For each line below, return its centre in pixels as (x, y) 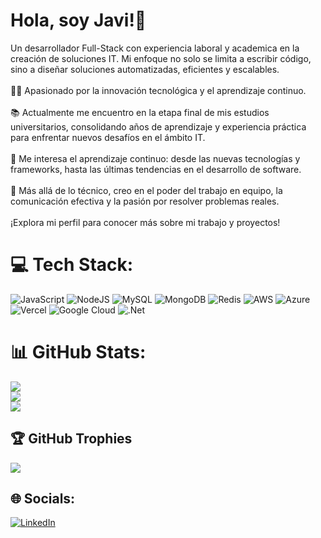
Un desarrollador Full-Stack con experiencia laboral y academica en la (155, 48)
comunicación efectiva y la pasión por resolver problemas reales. (145, 201)
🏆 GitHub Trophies (71, 439)
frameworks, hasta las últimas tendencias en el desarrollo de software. (156, 169)
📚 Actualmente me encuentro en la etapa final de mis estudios (140, 112)
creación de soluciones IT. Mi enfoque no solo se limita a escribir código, (161, 58)
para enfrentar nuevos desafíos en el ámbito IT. (108, 137)
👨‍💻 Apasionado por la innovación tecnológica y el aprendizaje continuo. (158, 90)
